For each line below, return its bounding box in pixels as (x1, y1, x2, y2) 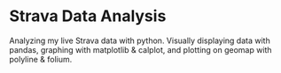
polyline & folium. (9, 54, 73, 64)
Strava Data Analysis (9, 6, 167, 26)
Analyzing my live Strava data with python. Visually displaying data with (9, 35, 270, 46)
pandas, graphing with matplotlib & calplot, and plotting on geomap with (9, 44, 272, 55)
